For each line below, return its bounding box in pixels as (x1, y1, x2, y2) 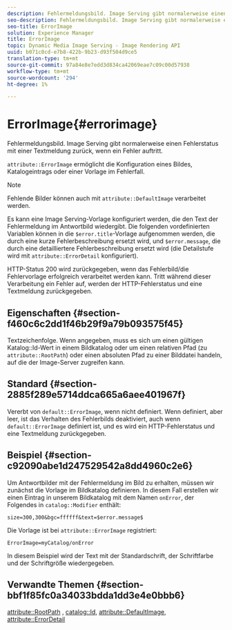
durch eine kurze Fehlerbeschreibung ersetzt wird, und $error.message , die (7, 237, 221, 245)
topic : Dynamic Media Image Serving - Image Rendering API (7, 42, 181, 49)
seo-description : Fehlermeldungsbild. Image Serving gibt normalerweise (7, 17, 221, 23)
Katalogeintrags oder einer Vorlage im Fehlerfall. (7, 167, 145, 176)
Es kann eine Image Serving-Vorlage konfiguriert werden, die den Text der (7, 215, 219, 223)
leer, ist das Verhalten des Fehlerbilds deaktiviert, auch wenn (7, 414, 181, 423)
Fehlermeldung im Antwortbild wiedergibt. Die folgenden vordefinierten (7, 222, 211, 231)
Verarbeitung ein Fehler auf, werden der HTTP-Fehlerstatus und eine (7, 280, 202, 288)
